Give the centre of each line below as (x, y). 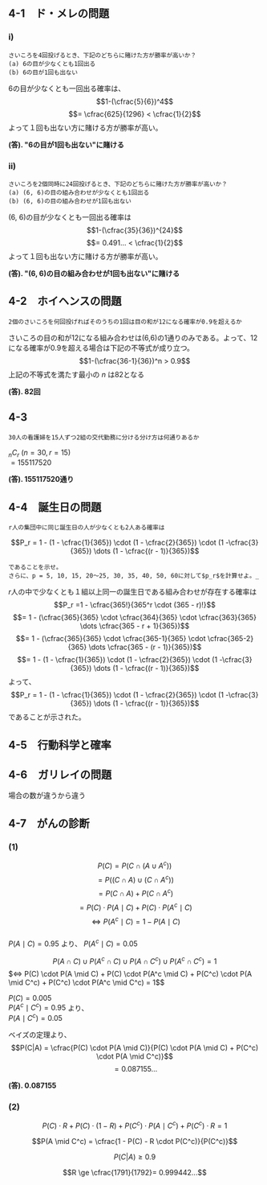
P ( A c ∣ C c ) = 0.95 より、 (49, 1007)
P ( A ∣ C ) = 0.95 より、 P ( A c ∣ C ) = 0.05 (73, 943)
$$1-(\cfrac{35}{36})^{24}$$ (135, 230)
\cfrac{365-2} (231, 639)
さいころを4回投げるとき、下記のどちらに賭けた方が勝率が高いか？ (102, 55)
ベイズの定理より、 (40, 1035)
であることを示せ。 (35, 568)
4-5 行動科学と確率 (60, 745)
